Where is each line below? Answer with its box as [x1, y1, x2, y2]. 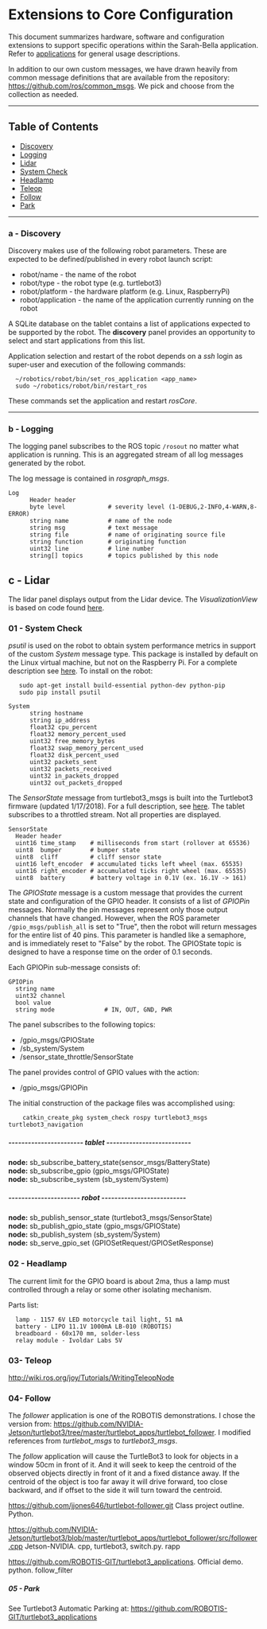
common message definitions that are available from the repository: [8, 72, 230, 82]
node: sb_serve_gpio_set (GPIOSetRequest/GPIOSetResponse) [8, 1238, 215, 1248]
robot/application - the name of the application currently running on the [19, 295, 254, 305]
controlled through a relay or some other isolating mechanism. [8, 1284, 212, 1294]
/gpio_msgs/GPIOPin [19, 1083, 88, 1093]
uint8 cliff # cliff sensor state [15, 853, 161, 861]
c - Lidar [8, 573, 50, 587]
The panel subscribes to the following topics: [8, 1020, 156, 1030]
